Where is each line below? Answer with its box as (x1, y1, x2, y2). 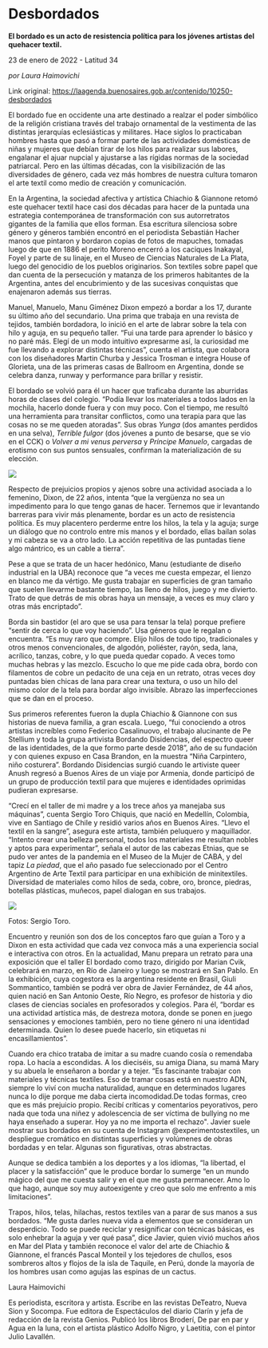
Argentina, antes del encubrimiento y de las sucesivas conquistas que (8, 278, 238, 288)
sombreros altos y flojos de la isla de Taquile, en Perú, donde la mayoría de (8, 1258, 255, 1267)
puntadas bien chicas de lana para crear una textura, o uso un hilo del (8, 676, 238, 686)
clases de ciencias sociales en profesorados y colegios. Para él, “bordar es (8, 1000, 255, 1009)
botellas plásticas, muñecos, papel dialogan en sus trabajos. (8, 885, 207, 895)
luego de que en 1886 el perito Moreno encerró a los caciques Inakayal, (8, 245, 244, 254)
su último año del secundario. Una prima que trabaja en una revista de (8, 311, 239, 320)
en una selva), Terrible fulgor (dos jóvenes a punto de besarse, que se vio (8, 428, 251, 438)
